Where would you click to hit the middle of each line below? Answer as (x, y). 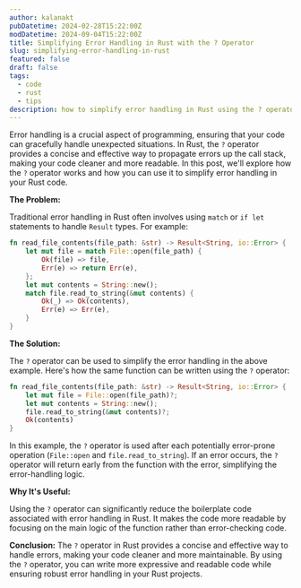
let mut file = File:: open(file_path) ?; (102, 395)
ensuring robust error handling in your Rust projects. (106, 574)
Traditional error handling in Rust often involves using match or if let (137, 217)
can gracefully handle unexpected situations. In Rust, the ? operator (134, 144)
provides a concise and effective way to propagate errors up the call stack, (148, 154)
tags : (19, 76)
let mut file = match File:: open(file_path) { (114, 252)
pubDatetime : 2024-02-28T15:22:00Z (76, 26)
